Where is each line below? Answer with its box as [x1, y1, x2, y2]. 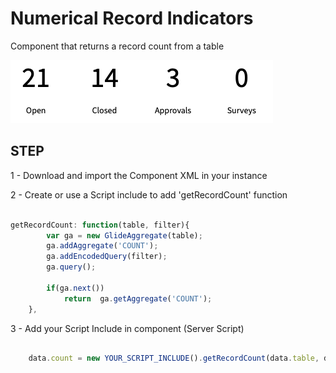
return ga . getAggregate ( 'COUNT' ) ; [63, 293, 213, 304]
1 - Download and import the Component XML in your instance [10, 169, 268, 181]
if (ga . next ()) [46, 283, 105, 293]
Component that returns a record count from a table [10, 40, 225, 52]
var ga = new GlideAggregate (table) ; [46, 230, 203, 241]
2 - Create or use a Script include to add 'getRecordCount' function [10, 188, 288, 201]
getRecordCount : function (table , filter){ [10, 220, 190, 230]
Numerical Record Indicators [10, 7, 254, 30]
